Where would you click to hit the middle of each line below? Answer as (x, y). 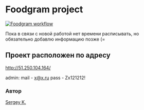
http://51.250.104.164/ (28, 67)
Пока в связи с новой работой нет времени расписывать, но (72, 33)
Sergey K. (16, 102)
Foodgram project (44, 10)
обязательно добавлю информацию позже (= (55, 39)
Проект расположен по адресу (58, 55)
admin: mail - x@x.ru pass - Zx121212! (46, 78)
